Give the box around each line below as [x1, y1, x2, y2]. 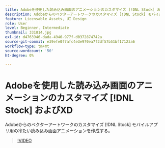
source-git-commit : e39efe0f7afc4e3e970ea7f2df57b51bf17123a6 [5, 39, 135, 44]
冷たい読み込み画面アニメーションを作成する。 [18, 128, 113, 134]
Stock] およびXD [5, 104, 73, 116]
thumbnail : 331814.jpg [5, 30, 52, 35]
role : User [5, 21, 27, 26]
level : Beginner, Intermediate [5, 26, 69, 30]
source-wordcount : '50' [5, 48, 54, 53]
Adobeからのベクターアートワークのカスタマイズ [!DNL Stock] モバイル [5, 121, 150, 128]
